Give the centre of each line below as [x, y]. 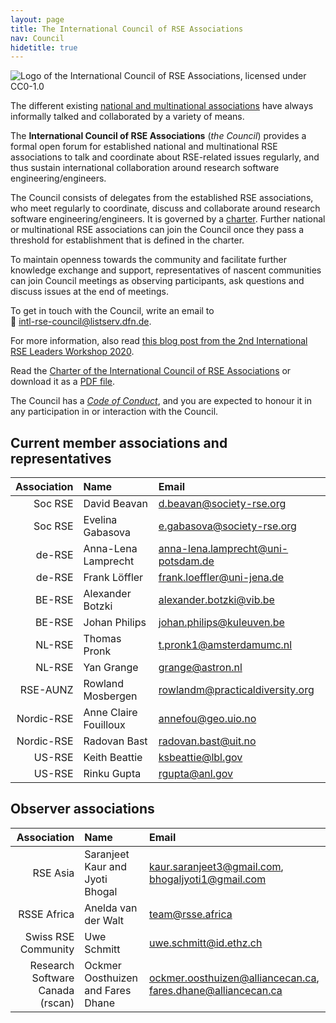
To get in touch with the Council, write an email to [112, 311]
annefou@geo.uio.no [207, 719]
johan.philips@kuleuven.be [221, 623]
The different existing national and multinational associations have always [162, 106]
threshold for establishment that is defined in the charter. [127, 240]
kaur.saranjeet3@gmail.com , [216, 866]
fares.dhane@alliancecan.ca [215, 990]
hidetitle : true [44, 47]
